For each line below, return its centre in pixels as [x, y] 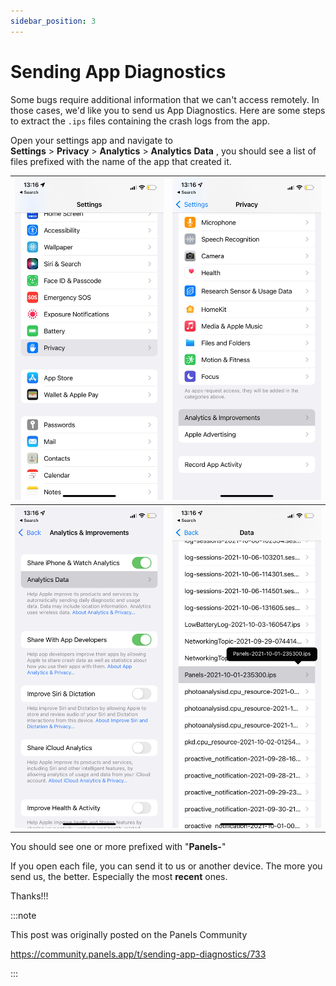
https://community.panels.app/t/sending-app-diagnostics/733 [138, 954]
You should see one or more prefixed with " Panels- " [118, 847]
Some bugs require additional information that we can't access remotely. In [165, 99]
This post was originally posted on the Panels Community [129, 935]
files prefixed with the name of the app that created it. [121, 161]
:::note [23, 916]
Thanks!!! [29, 896]
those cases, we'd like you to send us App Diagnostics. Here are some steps [168, 110]
